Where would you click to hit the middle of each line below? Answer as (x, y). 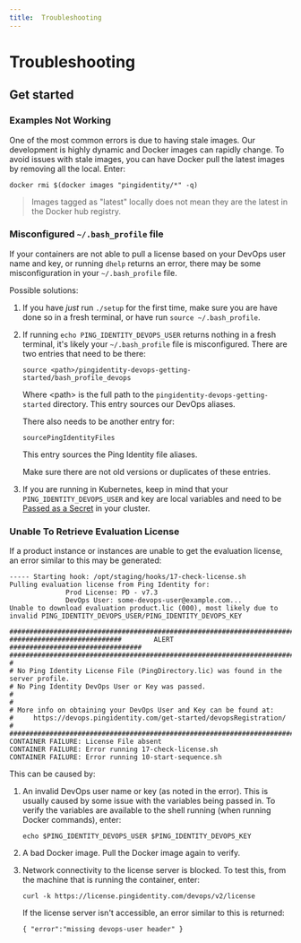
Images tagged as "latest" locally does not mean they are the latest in (159, 202)
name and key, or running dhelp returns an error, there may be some (135, 263)
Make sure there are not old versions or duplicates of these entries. (146, 471)
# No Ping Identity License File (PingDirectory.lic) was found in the (146, 671)
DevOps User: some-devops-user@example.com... (154, 601)
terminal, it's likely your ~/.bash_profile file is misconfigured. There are (155, 344)
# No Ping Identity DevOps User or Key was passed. (107, 687)
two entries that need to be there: (84, 353)
